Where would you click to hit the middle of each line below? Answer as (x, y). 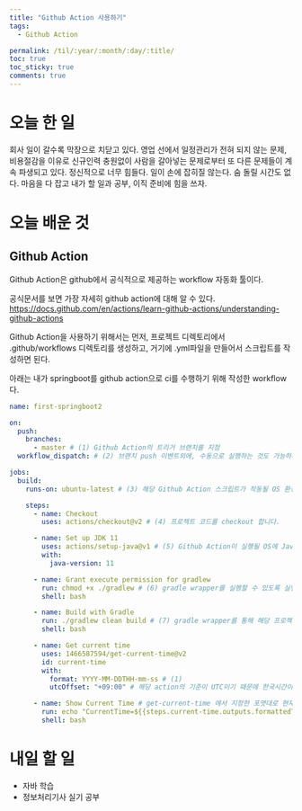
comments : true (38, 76)
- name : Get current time (81, 646)
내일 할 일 (42, 759)
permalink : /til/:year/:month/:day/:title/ (92, 50)
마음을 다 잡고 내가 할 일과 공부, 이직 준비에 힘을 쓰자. (114, 183)
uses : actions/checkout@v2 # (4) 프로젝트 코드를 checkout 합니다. (161, 522)
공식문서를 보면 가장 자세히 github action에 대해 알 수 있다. (112, 299)
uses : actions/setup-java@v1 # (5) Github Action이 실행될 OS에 (160, 547)
